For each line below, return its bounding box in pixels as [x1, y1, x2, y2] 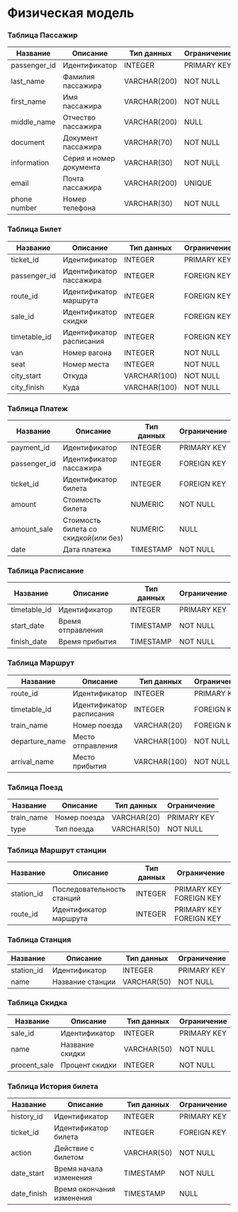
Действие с [54, 1143, 94, 1153]
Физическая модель [7, 5, 135, 21]
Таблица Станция [7, 935, 72, 945]
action [11, 1148, 32, 1158]
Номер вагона [62, 347, 112, 357]
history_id [11, 1111, 43, 1121]
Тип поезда [55, 824, 94, 834]
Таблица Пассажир [7, 30, 78, 40]
